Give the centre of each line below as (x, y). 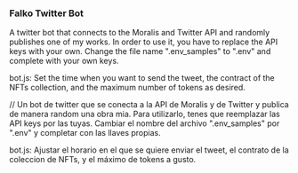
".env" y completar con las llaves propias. (85, 133)
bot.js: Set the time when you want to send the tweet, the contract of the (142, 78)
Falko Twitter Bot (47, 13)
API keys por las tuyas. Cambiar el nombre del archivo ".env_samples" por (145, 123)
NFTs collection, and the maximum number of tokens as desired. (128, 88)
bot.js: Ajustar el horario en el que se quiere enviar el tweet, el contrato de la (149, 150)
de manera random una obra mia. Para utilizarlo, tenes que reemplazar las (145, 114)
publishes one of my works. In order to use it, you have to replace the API (144, 42)
